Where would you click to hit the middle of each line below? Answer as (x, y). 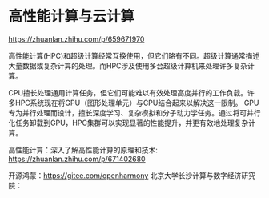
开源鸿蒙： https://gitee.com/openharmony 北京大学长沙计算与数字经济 (125, 175)
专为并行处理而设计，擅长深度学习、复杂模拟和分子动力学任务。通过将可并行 (134, 112)
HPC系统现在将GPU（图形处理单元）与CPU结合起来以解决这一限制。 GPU (137, 103)
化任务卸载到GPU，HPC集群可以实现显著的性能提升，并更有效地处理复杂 (128, 123)
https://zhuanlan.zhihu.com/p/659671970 (76, 39)
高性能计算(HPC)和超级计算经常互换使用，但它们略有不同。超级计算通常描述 (134, 55)
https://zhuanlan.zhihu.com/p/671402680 (77, 159)
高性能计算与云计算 (72, 16)
